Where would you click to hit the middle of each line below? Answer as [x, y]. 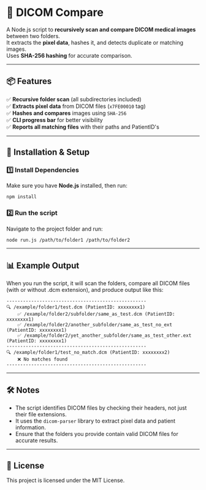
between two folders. [33, 36]
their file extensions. [41, 415]
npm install [21, 197]
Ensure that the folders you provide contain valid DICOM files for [97, 434]
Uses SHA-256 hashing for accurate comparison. [70, 55]
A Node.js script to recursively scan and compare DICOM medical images [101, 29]
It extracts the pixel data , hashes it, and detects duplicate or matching [95, 42]
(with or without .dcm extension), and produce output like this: [85, 290]
